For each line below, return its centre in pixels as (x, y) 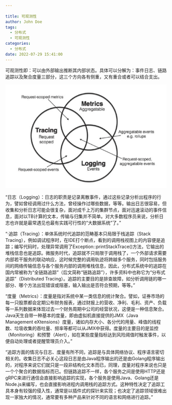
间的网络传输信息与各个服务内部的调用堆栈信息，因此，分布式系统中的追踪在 (86, 266)
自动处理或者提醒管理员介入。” (41, 341)
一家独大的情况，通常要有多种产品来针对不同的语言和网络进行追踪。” (81, 397)
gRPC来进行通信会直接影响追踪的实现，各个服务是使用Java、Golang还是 (82, 378)
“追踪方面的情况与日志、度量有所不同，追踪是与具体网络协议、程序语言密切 (85, 352)
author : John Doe (24, 22)
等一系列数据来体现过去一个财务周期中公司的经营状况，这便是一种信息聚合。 (86, 309)
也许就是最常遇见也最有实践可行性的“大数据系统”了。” (65, 223)
